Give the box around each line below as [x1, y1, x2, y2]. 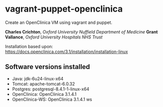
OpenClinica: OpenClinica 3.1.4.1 [12, 91, 77, 97]
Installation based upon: [5, 43, 54, 49]
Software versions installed [5, 63, 90, 71]
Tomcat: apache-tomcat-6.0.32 [12, 81, 75, 87]
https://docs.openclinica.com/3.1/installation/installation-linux [5, 49, 128, 54]
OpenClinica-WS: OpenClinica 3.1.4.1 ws [12, 96, 92, 102]
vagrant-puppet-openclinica [5, 3, 123, 15]
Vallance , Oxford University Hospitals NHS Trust [5, 34, 103, 40]
